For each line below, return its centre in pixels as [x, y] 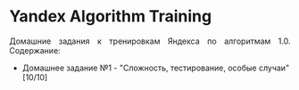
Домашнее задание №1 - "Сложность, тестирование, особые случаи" [156, 68]
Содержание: [35, 50]
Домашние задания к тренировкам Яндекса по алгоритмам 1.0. [150, 41]
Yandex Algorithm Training [111, 16]
